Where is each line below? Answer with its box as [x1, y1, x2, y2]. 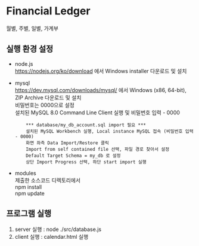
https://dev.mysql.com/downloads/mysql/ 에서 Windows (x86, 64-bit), [14, 86, 186, 93]
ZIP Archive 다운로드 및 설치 [14, 94, 82, 101]
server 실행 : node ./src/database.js [14, 226, 102, 233]
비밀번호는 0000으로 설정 [14, 101, 74, 108]
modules [14, 169, 37, 177]
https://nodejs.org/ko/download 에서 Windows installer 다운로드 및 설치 [14, 67, 187, 74]
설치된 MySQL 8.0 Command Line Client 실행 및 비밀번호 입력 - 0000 [14, 109, 181, 116]
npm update [14, 190, 45, 197]
